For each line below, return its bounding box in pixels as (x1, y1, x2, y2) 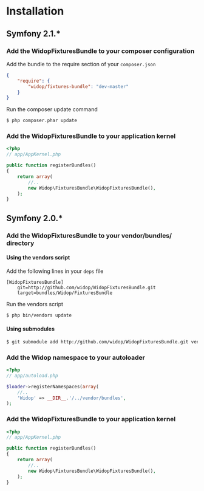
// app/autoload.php (6, 373, 59, 379)
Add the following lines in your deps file (6, 267, 104, 275)
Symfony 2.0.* (6, 213, 63, 223)
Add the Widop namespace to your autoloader (6, 353, 146, 362)
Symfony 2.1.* (6, 29, 61, 39)
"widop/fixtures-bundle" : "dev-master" (28, 83, 129, 89)
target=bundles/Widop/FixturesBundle (17, 290, 113, 296)
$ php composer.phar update (6, 117, 78, 124)
